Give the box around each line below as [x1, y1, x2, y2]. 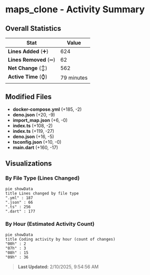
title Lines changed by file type [5, 191, 79, 196]
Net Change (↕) [8, 65, 48, 71]
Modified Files [5, 92, 52, 101]
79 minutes [60, 74, 88, 81]
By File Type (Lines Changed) [5, 174, 80, 182]
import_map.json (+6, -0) [12, 117, 68, 123]
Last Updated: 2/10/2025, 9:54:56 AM [17, 263, 99, 270]
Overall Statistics [5, 24, 61, 33]
